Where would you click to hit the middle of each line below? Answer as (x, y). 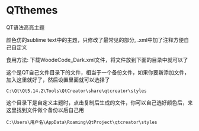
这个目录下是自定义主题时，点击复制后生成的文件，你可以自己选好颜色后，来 (99, 102)
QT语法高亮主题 (25, 27)
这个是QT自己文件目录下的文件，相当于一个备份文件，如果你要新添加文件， (98, 72)
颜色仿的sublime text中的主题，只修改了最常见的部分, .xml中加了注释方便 (95, 40)
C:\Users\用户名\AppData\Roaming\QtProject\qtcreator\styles (82, 122)
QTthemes (32, 10)
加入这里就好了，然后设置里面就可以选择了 (58, 80)
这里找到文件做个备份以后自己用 (45, 110)
